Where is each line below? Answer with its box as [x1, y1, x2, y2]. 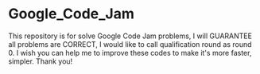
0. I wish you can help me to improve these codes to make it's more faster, [8, 48, 252, 57]
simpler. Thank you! [8, 56, 73, 66]
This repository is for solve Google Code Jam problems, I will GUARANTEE [8, 31, 253, 41]
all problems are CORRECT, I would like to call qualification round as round [8, 39, 252, 49]
